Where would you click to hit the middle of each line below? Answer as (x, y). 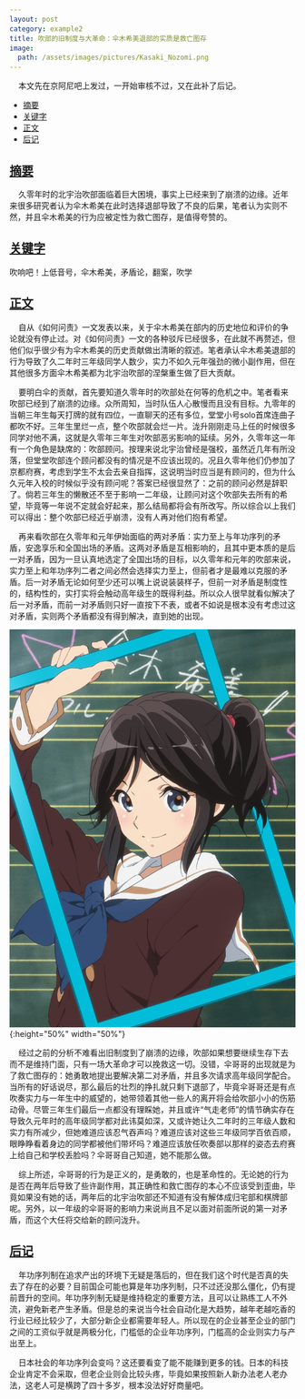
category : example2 (46, 29)
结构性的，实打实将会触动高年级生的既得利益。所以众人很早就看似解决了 (160, 593)
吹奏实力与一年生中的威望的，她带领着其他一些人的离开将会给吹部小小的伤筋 (152, 1098)
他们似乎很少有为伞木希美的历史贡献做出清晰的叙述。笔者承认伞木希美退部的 (152, 349)
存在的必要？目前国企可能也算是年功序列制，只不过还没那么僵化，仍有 (156, 1286)
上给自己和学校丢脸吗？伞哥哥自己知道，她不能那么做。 (113, 1154)
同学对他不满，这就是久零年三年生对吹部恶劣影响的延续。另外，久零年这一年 (152, 438)
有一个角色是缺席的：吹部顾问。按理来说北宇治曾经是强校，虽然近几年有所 (148, 448)
